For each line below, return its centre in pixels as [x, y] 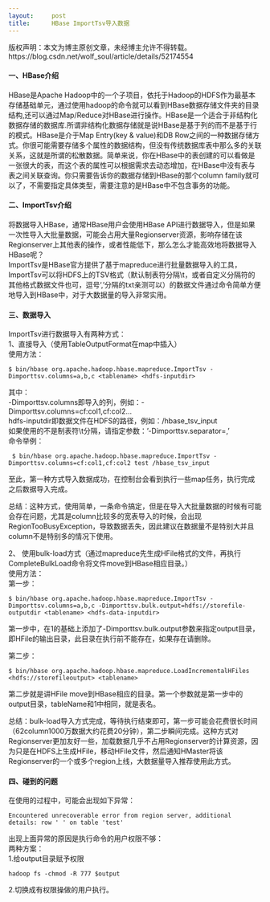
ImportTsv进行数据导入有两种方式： [67, 334]
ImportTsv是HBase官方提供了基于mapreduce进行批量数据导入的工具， [125, 264]
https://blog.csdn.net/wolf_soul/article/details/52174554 [101, 56]
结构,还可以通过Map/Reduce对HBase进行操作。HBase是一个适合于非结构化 [133, 115]
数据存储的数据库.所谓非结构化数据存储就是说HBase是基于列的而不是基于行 [133, 124]
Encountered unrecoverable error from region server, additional [120, 816]
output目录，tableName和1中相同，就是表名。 [84, 704]
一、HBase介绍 [34, 76]
